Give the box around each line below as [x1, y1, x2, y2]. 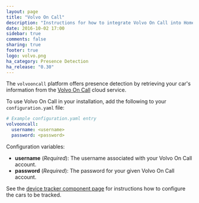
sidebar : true [6, 31, 41, 37]
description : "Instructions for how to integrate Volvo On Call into [6, 20, 182, 26]
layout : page [6, 8, 38, 15]
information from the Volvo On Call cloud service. [6, 87, 127, 94]
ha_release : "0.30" [6, 64, 54, 70]
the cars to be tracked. [6, 191, 62, 198]
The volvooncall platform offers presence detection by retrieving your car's [6, 80, 191, 87]
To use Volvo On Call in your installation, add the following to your [6, 98, 167, 105]
